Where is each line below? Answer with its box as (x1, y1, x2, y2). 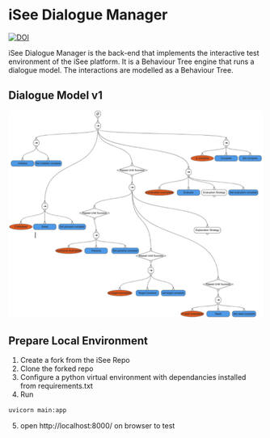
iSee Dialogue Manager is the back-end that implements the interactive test (8, 48, 260, 57)
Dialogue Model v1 (8, 89, 103, 103)
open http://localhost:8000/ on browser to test (19, 420, 175, 430)
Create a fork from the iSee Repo (19, 356, 131, 365)
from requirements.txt (19, 381, 93, 391)
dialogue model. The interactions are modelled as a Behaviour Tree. (8, 65, 234, 74)
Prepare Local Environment (8, 334, 148, 347)
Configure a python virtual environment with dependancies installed (19, 373, 247, 382)
